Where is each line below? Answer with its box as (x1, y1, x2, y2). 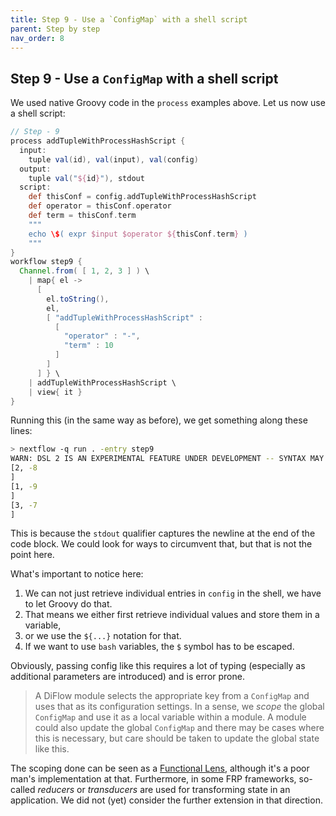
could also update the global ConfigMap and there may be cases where (34, 722, 325, 734)
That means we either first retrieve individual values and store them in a (24, 609, 320, 621)
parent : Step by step (10, 24, 101, 34)
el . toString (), (46, 294, 110, 304)
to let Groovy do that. (24, 598, 113, 610)
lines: (10, 425, 33, 437)
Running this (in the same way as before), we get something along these (10, 414, 308, 426)
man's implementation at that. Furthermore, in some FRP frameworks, (10, 773, 297, 785)
